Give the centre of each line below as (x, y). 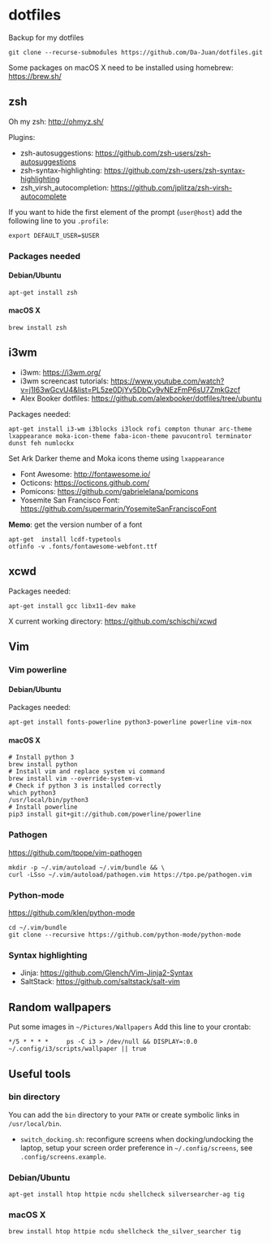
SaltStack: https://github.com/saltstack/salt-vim (100, 982)
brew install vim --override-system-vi (76, 779)
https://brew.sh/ (35, 76)
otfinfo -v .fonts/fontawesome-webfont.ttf (83, 546)
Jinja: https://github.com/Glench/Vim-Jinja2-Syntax (106, 973)
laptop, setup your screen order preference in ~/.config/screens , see (136, 1148)
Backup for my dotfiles (46, 37)
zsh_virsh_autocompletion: (65, 187)
